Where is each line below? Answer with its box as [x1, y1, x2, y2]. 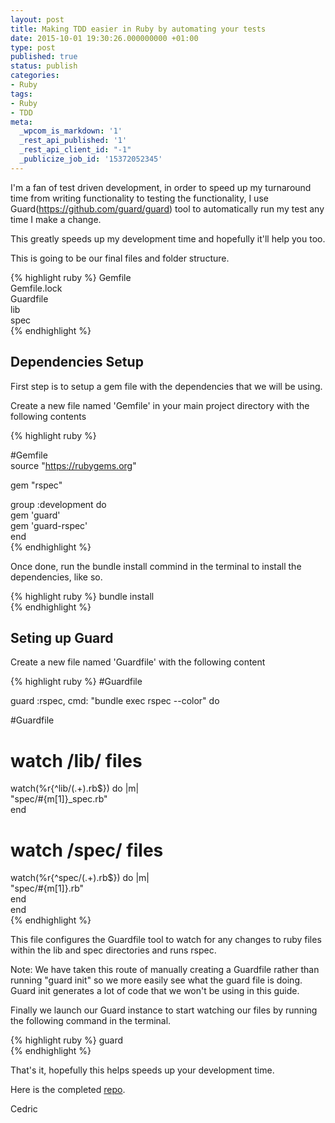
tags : [10, 89, 33, 99]
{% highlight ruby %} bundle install [10, 590, 155, 602]
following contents [10, 410, 87, 422]
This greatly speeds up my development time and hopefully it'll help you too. [10, 232, 326, 245]
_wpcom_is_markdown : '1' [19, 126, 123, 136]
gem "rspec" [10, 479, 63, 491]
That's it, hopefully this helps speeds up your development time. [10, 1064, 275, 1076]
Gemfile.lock [10, 282, 63, 294]
